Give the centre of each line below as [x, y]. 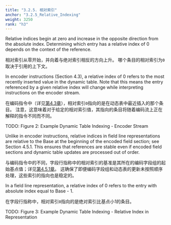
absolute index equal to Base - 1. [39, 191]
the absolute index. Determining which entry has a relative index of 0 [77, 44]
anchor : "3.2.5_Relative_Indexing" [43, 15]
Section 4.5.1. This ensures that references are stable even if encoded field [83, 147]
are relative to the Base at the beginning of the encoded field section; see [82, 142]
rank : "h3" [17, 24]
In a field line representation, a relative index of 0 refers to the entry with [81, 186]
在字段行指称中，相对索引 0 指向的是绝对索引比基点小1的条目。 [70, 202]
